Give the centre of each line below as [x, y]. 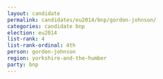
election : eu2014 [32, 33]
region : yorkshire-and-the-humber [57, 58]
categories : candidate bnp [46, 26]
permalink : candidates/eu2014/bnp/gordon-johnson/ [82, 20]
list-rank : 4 [26, 39]
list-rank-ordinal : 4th [42, 45]
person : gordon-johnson [42, 52]
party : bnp [23, 65]
